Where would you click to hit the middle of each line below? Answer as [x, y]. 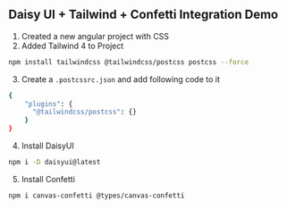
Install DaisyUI [48, 146]
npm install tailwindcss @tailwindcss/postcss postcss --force [129, 62]
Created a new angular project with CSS [95, 36]
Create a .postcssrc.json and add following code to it [121, 79]
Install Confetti [48, 179]
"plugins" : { [49, 104]
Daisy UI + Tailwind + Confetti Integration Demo [143, 15]
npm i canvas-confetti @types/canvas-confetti [97, 196]
